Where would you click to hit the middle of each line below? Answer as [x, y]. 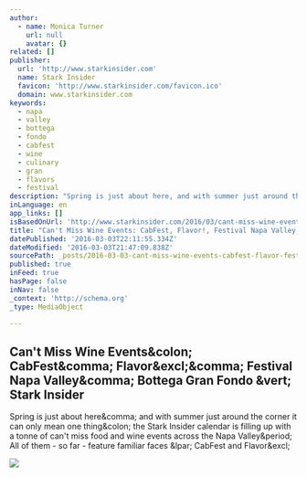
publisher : [30, 60]
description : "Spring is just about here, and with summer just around [148, 196]
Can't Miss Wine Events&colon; [101, 351]
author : [24, 18]
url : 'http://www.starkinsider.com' [87, 69]
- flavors [36, 179]
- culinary [38, 162]
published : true [40, 265]
